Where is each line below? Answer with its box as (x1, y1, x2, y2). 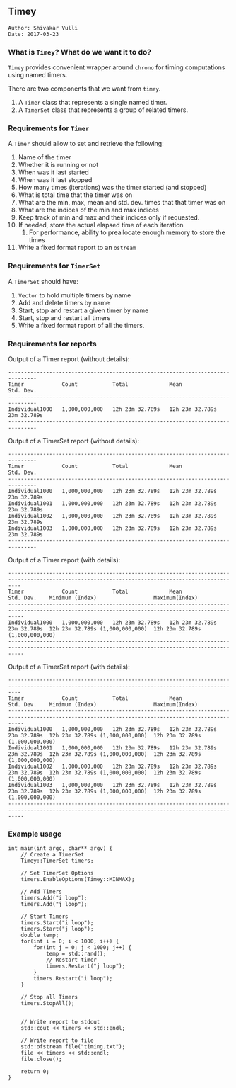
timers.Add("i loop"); (20, 895, 88, 902)
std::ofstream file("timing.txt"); (20, 1043, 126, 1050)
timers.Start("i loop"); (20, 919, 94, 926)
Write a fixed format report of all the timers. (18, 321, 145, 329)
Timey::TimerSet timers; (20, 857, 94, 865)
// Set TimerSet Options (20, 870, 94, 877)
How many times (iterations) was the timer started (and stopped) (18, 183, 207, 192)
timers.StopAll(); (20, 1000, 75, 1007)
